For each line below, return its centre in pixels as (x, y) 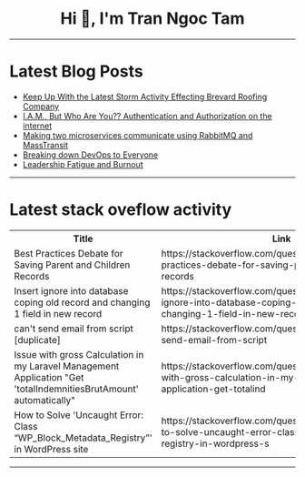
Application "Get (49, 377)
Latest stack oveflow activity (121, 210)
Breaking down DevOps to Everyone (90, 155)
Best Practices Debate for (69, 253)
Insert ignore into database (71, 290)
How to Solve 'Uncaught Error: (79, 415)
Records (32, 276)
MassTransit (45, 145)
